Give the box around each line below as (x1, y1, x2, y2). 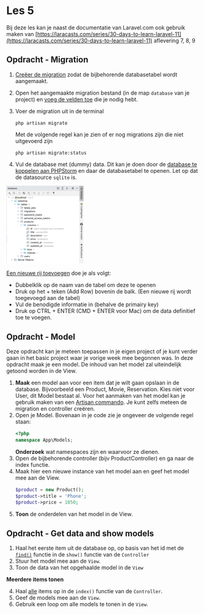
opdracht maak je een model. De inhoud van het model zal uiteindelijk (6, 360, 182, 368)
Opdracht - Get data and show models (6, 528, 155, 538)
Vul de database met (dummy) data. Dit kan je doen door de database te (15, 160, 197, 168)
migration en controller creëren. (15, 404, 95, 412)
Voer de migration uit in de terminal (15, 108, 104, 115)
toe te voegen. (15, 314, 52, 321)
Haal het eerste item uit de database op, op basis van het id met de (15, 544, 184, 552)
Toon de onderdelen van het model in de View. (15, 511, 133, 518)
